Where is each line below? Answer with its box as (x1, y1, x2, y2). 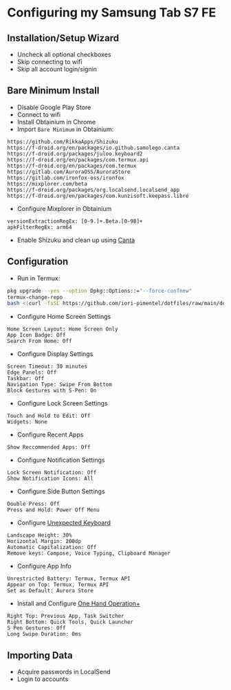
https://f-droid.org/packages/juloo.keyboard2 (7, 150, 143, 157)
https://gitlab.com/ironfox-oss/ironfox (7, 174, 125, 181)
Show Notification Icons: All (7, 476, 94, 482)
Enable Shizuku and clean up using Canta (16, 236, 135, 244)
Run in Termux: (16, 274, 60, 282)
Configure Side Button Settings (16, 487, 105, 496)
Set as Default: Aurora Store (7, 588, 94, 594)
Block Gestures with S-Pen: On (7, 387, 97, 394)
